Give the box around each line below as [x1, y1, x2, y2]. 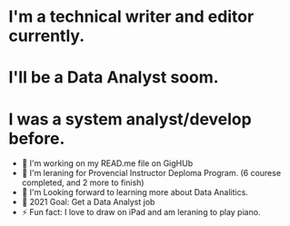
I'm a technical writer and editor [8, 6, 255, 27]
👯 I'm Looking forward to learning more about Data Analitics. [21, 187, 249, 198]
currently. [8, 25, 85, 46]
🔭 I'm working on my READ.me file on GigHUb [21, 158, 193, 169]
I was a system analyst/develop [8, 109, 252, 129]
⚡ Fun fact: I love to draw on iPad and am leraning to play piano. [21, 207, 261, 218]
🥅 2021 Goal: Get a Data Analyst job [21, 197, 155, 208]
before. [8, 128, 65, 149]
